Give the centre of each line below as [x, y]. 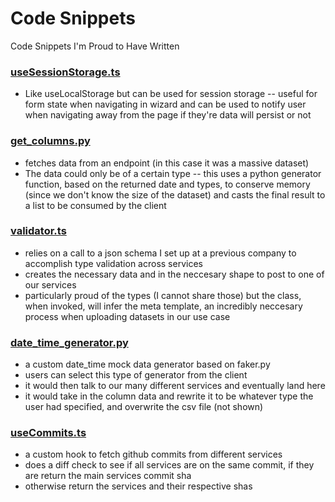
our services [50, 284]
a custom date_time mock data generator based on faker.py [147, 364]
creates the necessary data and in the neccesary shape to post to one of [174, 274]
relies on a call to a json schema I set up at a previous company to [160, 253]
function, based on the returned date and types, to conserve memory [167, 184]
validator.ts [38, 231]
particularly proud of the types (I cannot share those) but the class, [163, 295]
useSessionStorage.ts [65, 72]
